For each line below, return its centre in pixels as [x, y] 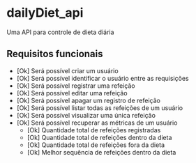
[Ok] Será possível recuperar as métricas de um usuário [97, 123]
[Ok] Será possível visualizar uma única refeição [86, 115]
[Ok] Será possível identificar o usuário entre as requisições [103, 78]
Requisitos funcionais [55, 54]
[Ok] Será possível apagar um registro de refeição [89, 100]
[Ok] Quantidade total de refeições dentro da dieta [99, 137]
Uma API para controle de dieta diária [60, 32]
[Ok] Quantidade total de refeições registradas [94, 130]
